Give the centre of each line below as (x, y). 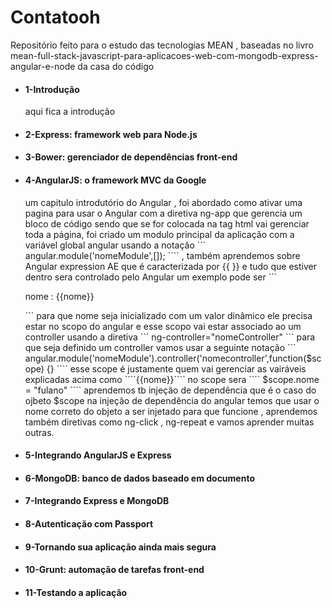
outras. (39, 432)
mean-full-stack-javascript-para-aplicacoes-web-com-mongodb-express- (164, 55)
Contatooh (55, 17)
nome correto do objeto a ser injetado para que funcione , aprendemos (171, 411)
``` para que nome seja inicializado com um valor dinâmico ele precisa (168, 315)
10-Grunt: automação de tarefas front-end (114, 570)
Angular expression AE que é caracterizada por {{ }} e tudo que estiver (170, 266)
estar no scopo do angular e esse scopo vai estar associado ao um (163, 326)
